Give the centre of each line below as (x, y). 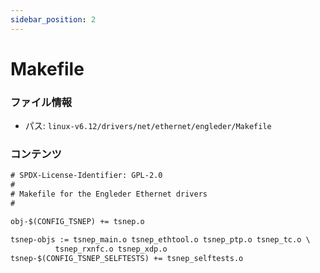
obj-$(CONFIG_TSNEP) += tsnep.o (77, 221)
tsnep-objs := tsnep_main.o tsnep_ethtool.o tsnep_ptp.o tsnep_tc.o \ (160, 239)
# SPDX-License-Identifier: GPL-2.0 (86, 176)
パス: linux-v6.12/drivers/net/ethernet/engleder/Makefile (148, 126)
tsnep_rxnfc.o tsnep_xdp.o (111, 249)
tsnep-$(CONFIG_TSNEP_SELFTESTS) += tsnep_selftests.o (127, 258)
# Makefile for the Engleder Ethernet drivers (109, 194)
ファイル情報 (41, 102)
